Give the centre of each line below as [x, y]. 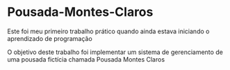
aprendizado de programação [50, 38]
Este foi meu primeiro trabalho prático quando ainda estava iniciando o [108, 31]
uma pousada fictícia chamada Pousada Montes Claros [86, 59]
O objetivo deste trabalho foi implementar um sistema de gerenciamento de [115, 52]
